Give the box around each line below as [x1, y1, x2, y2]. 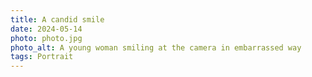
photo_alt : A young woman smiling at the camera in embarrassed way [10, 42, 302, 53]
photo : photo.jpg [10, 33, 83, 43]
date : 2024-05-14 [10, 24, 83, 34]
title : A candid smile [10, 14, 105, 25]
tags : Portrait [10, 52, 74, 62]
